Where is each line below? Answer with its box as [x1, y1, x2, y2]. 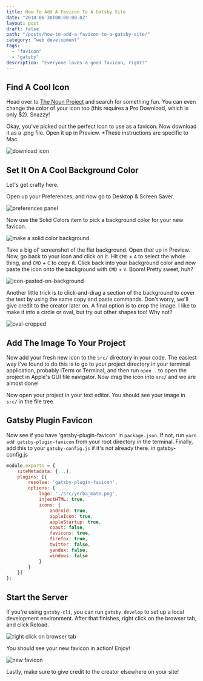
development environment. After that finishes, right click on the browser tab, [6, 614, 197, 622]
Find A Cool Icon [6, 82, 70, 92]
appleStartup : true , [49, 519, 102, 525]
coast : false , [49, 525, 85, 531]
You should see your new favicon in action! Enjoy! [6, 644, 130, 652]
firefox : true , [49, 536, 88, 542]
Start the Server [6, 592, 68, 602]
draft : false [6, 25, 39, 32]
